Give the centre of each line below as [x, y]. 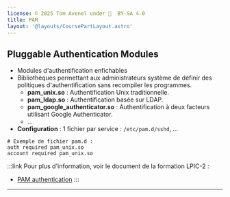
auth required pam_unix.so [46, 148]
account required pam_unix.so [50, 154]
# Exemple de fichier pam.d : [50, 141]
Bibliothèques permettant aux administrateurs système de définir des [114, 78]
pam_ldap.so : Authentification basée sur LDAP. [95, 100]
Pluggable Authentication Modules [83, 54]
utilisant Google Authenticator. [70, 115]
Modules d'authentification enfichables [72, 71]
